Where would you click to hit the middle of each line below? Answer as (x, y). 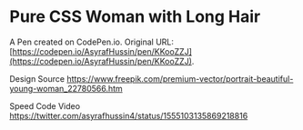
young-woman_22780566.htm (66, 88)
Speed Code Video (45, 105)
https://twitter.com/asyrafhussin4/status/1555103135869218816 (129, 115)
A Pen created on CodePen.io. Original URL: (92, 42)
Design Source (37, 78)
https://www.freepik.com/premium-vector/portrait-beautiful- (180, 78)
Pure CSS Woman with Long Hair (135, 17)
